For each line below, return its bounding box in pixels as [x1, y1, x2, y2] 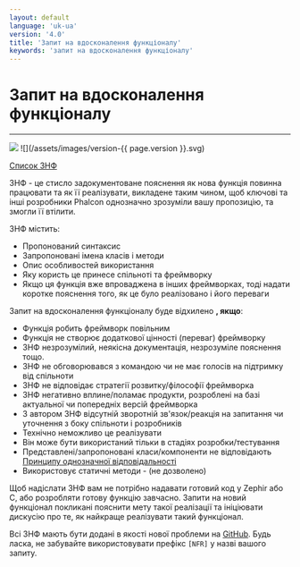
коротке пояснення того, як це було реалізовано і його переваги [21, 288, 270, 300]
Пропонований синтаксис [21, 241, 121, 251]
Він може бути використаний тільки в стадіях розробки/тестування [21, 437, 280, 448]
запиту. [9, 547, 37, 559]
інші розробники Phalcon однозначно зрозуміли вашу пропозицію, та [9, 197, 274, 207]
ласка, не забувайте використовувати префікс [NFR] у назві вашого [9, 538, 266, 549]
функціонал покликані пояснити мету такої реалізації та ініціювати [9, 502, 263, 512]
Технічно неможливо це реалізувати [21, 427, 162, 438]
